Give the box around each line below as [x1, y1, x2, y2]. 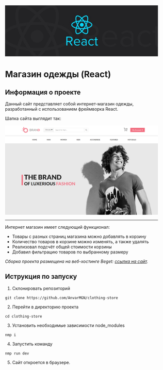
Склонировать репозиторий [12, 285, 70, 291]
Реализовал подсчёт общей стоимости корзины [12, 244, 112, 250]
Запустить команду [12, 341, 53, 347]
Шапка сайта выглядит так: [5, 116, 62, 121]
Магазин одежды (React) [5, 69, 112, 80]
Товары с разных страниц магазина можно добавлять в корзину [12, 234, 147, 239]
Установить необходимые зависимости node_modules [12, 322, 125, 328]
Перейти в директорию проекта [12, 304, 79, 310]
